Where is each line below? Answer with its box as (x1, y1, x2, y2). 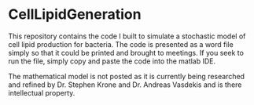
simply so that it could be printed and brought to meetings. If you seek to (8, 48, 244, 57)
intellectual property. (8, 88, 75, 97)
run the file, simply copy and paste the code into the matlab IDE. (8, 56, 216, 66)
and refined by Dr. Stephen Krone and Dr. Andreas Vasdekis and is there (8, 80, 242, 89)
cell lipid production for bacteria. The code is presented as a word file (8, 39, 234, 49)
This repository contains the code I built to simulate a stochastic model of (8, 31, 246, 41)
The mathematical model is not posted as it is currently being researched (8, 71, 245, 81)
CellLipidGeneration (8, 5, 142, 24)
